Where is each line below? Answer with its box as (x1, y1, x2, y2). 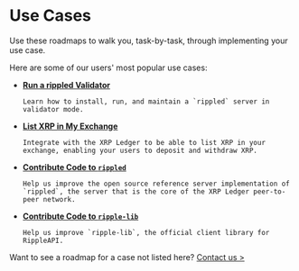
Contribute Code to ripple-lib (22, 211, 139, 221)
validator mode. (22, 104, 84, 113)
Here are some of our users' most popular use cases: (9, 62, 208, 73)
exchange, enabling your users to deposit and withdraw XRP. (22, 146, 258, 155)
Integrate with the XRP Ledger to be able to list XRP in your (22, 138, 266, 147)
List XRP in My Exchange (22, 121, 118, 131)
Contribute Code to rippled (22, 161, 126, 172)
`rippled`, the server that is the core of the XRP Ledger (22, 186, 250, 196)
